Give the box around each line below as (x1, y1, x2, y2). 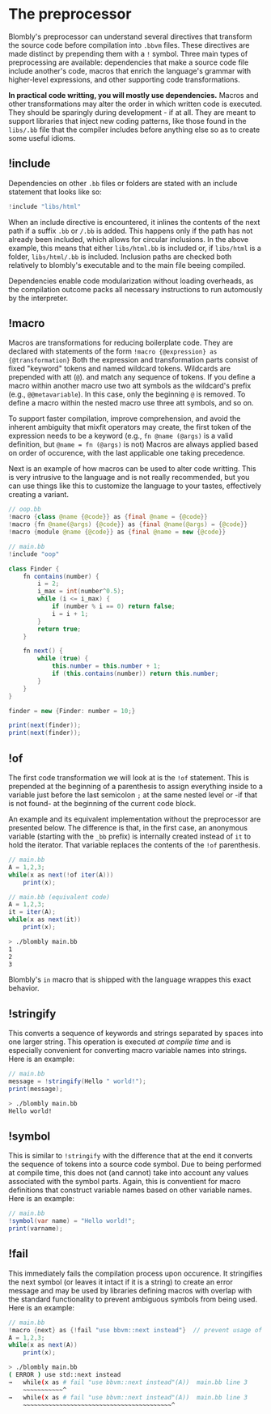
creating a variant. (8, 490, 69, 499)
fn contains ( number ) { (23, 572, 100, 580)
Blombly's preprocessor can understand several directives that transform (8, 32, 252, 41)
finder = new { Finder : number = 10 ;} (8, 707, 136, 715)
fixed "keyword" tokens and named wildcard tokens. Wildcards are (8, 363, 231, 373)
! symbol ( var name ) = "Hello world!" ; (8, 1217, 136, 1225)
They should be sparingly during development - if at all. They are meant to (8, 107, 256, 117)
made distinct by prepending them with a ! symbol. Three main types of (8, 49, 248, 58)
